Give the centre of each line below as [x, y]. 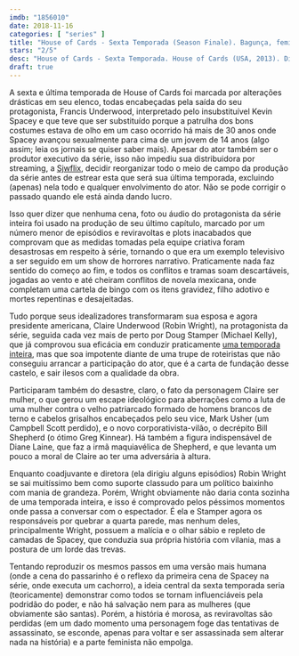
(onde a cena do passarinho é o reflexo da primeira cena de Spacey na [139, 576]
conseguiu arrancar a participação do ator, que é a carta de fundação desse [149, 363]
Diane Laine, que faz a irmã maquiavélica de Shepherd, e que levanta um [143, 447]
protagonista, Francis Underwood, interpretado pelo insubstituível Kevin [141, 111]
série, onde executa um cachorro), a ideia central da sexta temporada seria [147, 585]
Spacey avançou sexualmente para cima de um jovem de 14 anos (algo [139, 140]
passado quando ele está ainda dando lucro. [91, 196]
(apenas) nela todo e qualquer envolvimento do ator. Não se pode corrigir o [148, 187]
